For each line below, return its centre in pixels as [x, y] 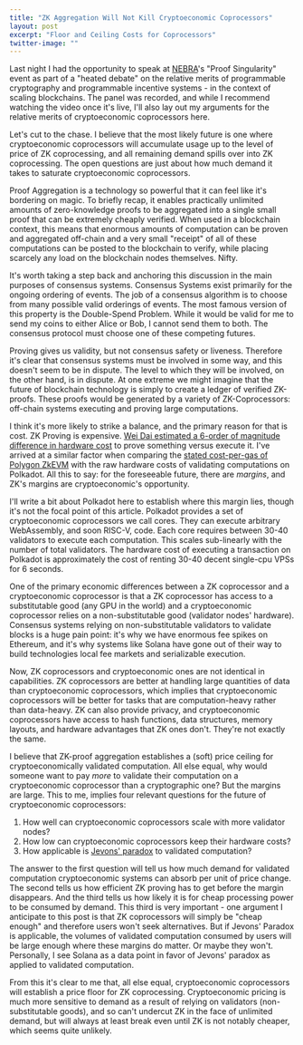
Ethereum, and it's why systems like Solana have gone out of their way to [146, 644]
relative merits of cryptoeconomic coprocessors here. [110, 117]
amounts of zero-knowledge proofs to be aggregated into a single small [143, 210]
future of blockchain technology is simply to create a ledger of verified [141, 390]
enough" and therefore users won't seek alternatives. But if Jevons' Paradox [152, 926]
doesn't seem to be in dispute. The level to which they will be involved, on [147, 370]
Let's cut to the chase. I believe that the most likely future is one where [141, 135]
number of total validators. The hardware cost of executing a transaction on [150, 550]
